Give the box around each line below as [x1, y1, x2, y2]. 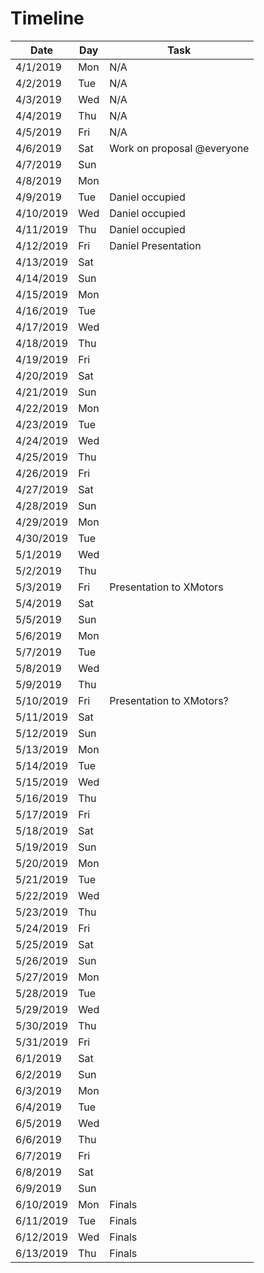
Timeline [10, 7, 85, 30]
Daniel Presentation [109, 238, 202, 252]
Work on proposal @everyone [109, 141, 250, 155]
